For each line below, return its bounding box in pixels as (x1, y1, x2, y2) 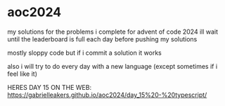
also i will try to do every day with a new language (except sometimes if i (7, 62, 218, 70)
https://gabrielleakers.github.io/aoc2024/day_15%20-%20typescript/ (7, 91, 207, 99)
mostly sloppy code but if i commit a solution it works (7, 48, 162, 57)
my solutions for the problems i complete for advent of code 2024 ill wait (7, 27, 219, 36)
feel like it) (7, 69, 37, 78)
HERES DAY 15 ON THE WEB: (7, 83, 92, 91)
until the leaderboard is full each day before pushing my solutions (7, 34, 198, 43)
